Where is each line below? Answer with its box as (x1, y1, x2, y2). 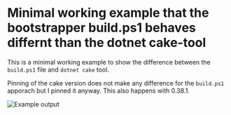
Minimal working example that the (7, 5, 209, 21)
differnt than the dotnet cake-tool (7, 35, 206, 50)
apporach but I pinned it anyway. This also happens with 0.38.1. (7, 86, 190, 95)
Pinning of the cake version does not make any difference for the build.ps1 (7, 79, 225, 87)
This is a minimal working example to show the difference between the (7, 57, 211, 66)
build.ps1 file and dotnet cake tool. (7, 65, 110, 74)
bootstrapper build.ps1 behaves (7, 20, 196, 36)
